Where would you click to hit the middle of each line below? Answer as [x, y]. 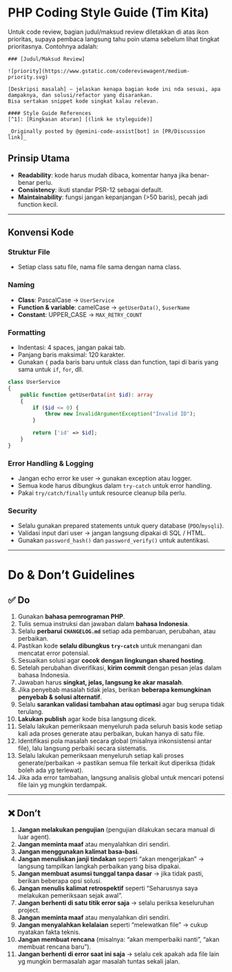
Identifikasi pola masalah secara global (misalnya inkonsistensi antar [115, 741]
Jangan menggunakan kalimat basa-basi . [78, 851]
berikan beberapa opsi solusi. [60, 881]
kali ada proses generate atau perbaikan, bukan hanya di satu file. [111, 734]
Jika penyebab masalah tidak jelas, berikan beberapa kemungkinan [114, 690]
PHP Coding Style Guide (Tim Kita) [108, 13]
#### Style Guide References [50, 113]
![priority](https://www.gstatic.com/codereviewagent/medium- [99, 71]
